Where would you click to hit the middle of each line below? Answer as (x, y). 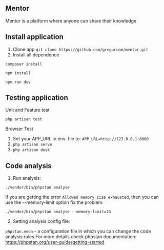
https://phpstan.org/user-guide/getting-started (55, 242)
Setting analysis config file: (41, 221)
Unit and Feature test (27, 110)
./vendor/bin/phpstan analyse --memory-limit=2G (58, 212)
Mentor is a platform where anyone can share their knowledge (71, 20)
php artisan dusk (31, 150)
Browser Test (19, 129)
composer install (24, 64)
